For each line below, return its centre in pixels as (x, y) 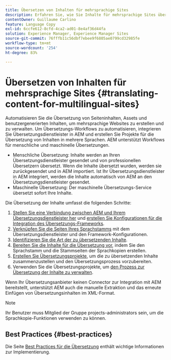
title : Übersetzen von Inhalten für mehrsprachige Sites (67, 10)
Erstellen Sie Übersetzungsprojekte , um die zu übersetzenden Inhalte (85, 256)
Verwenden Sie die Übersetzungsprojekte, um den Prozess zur (79, 267)
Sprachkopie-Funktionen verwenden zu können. (56, 318)
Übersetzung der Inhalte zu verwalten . (53, 272)
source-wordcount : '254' (32, 48)
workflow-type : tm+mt (28, 43)
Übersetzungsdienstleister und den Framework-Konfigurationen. (80, 235)
